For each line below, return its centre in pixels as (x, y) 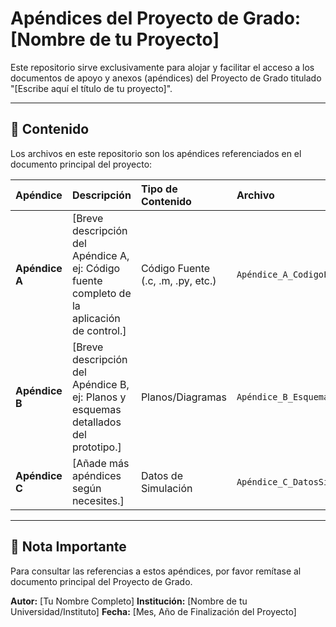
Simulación (166, 488)
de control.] (99, 330)
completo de (101, 293)
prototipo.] (96, 447)
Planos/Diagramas (183, 397)
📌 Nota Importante (68, 547)
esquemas (96, 409)
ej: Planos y (99, 397)
